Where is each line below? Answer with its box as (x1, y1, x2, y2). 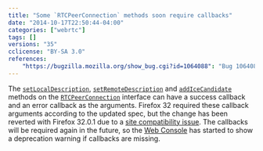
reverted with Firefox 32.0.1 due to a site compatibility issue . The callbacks (8, 117, 248, 126)
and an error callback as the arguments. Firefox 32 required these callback (8, 100, 249, 110)
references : (8, 56, 47, 63)
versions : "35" (8, 41, 58, 49)
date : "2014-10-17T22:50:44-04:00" (8, 19, 124, 27)
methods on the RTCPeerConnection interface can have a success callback (8, 92, 246, 102)
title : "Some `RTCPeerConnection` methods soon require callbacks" (8, 11, 233, 20)
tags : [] (8, 33, 37, 41)
